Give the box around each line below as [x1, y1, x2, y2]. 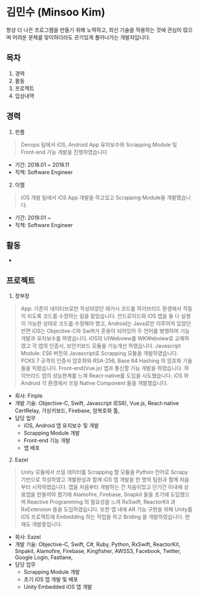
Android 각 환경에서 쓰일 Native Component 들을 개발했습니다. [20, 380, 168, 387]
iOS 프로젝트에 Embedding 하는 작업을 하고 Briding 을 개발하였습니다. [20, 513, 184, 520]
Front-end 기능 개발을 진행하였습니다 [20, 148, 108, 156]
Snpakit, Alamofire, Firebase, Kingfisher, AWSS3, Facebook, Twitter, [14, 548, 181, 555]
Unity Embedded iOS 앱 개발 [23, 583, 93, 591]
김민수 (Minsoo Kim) [6, 5, 106, 19]
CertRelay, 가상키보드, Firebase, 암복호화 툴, [14, 407, 120, 414]
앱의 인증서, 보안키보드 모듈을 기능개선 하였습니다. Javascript [38, 342, 181, 349]
